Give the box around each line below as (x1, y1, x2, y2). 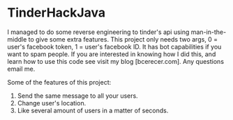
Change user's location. (17, 98, 87, 107)
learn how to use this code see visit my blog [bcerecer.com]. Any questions (7, 57, 225, 65)
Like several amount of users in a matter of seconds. (17, 106, 169, 114)
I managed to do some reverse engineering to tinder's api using (7, 28, 190, 36)
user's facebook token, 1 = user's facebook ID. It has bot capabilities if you (7, 42, 222, 51)
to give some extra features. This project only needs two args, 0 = (28, 35, 218, 43)
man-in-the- (190, 28, 227, 36)
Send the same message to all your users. (17, 92, 138, 100)
